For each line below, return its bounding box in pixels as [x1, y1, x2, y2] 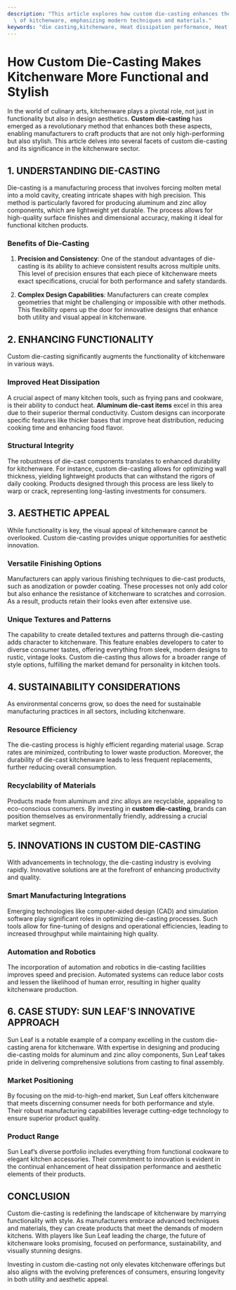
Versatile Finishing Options [7, 558, 102, 568]
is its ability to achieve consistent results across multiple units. [40, 262, 221, 271]
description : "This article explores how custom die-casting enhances [7, 10, 218, 18]
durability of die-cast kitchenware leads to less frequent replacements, [7, 755, 213, 764]
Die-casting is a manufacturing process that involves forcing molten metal [7, 184, 221, 192]
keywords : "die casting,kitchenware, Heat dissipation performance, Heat [7, 23, 228, 30]
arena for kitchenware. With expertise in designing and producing [30, 1043, 220, 1051]
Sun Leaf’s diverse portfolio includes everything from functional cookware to [7, 1148, 229, 1156]
